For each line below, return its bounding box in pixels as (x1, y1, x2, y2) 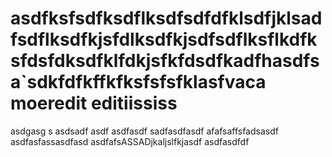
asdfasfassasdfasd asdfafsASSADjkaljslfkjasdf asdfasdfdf (10, 135, 250, 147)
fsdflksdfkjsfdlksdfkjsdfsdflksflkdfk (10, 28, 318, 51)
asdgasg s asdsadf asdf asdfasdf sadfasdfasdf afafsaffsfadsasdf (10, 125, 279, 137)
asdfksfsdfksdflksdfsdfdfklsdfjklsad (10, 7, 323, 30)
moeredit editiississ (10, 92, 178, 115)
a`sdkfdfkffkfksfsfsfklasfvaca (10, 71, 267, 94)
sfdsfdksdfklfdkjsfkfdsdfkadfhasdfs (10, 50, 320, 72)
